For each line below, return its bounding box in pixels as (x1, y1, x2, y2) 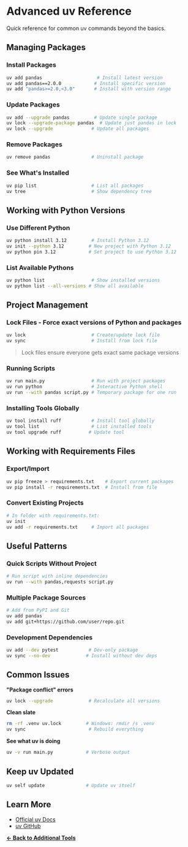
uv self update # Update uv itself (6, 782, 136, 788)
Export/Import (6, 464, 50, 473)
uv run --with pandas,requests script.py (6, 579, 114, 585)
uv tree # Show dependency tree (6, 188, 152, 194)
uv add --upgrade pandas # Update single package (6, 115, 157, 121)
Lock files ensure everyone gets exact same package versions (21, 349, 179, 356)
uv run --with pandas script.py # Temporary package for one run (6, 390, 176, 396)
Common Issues (6, 669, 70, 680)
